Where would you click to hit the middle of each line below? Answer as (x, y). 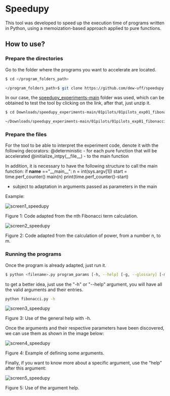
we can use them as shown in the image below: (55, 333)
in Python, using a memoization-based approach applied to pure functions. (83, 28)
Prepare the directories (34, 59)
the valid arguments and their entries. (44, 290)
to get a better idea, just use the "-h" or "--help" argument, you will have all (84, 284)
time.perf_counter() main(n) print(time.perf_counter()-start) (67, 177)
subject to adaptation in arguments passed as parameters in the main (85, 187)
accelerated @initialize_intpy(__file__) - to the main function (67, 156)
